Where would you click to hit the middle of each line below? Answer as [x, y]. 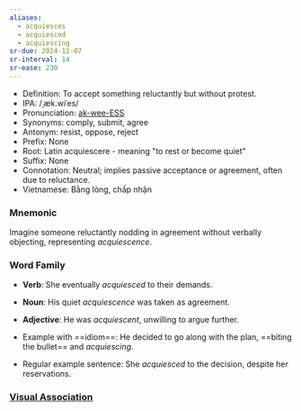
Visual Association [51, 397]
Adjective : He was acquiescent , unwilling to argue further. [131, 320]
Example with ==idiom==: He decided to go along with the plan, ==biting [157, 337]
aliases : [26, 18]
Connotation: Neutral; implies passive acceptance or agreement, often [152, 170]
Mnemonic [33, 213]
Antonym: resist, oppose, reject [80, 132]
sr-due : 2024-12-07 [46, 51]
